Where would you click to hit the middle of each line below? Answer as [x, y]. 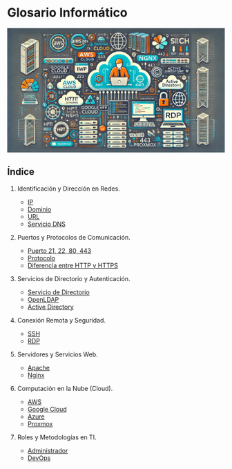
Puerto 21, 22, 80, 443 [59, 251]
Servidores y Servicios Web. [57, 354]
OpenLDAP [43, 299]
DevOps [39, 458]
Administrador [48, 450]
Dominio [39, 209]
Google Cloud [47, 409]
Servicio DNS [46, 224]
